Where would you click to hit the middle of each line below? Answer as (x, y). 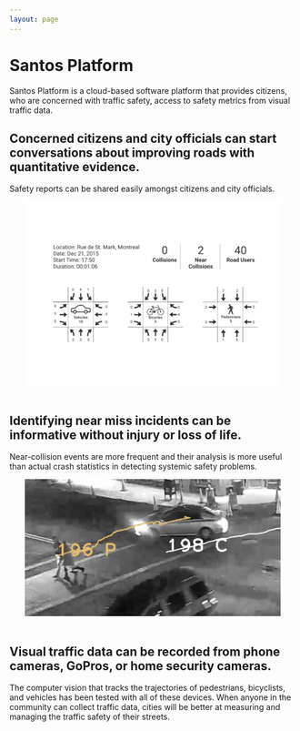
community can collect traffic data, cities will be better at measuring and (145, 707)
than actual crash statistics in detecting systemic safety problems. (133, 467)
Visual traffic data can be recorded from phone (145, 651)
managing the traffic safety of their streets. (90, 717)
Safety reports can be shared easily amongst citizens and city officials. (142, 189)
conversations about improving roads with (132, 152)
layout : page (34, 19)
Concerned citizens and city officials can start (143, 138)
